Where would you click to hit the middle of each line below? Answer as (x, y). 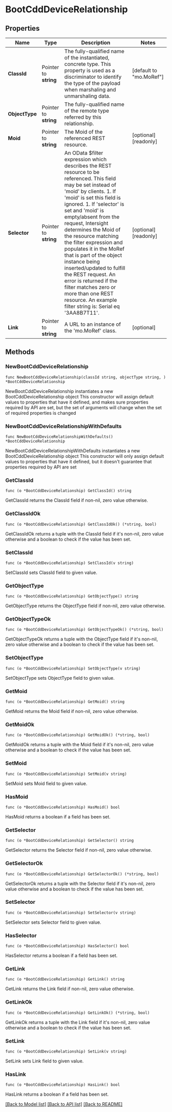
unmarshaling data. (88, 96)
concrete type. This (88, 64)
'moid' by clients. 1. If (90, 191)
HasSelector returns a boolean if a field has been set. (61, 955)
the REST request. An (90, 274)
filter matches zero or (90, 287)
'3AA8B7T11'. (82, 313)
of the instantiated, (87, 58)
